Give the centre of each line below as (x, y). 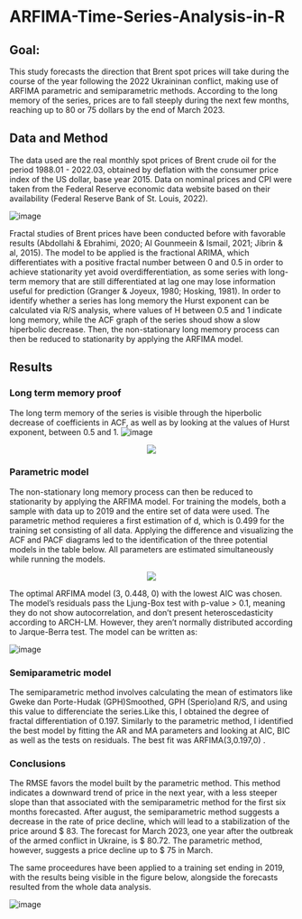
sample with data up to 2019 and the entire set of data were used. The (140, 511)
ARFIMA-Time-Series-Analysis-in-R (147, 17)
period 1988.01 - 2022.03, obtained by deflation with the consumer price (144, 170)
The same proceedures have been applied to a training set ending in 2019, (147, 868)
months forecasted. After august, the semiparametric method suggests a (144, 812)
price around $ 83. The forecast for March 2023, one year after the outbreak (151, 831)
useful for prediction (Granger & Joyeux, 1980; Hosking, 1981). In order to (145, 291)
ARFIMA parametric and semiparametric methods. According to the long (143, 91)
